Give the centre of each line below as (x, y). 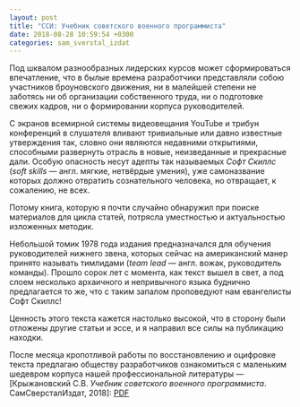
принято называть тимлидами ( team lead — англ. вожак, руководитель (146, 263)
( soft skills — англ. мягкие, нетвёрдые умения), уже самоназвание (137, 171)
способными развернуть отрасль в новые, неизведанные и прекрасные (148, 152)
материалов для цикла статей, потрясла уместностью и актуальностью (147, 217)
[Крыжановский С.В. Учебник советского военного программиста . (138, 384)
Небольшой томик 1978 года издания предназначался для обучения (140, 244)
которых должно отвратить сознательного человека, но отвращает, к (143, 181)
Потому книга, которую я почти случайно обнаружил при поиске (134, 208)
